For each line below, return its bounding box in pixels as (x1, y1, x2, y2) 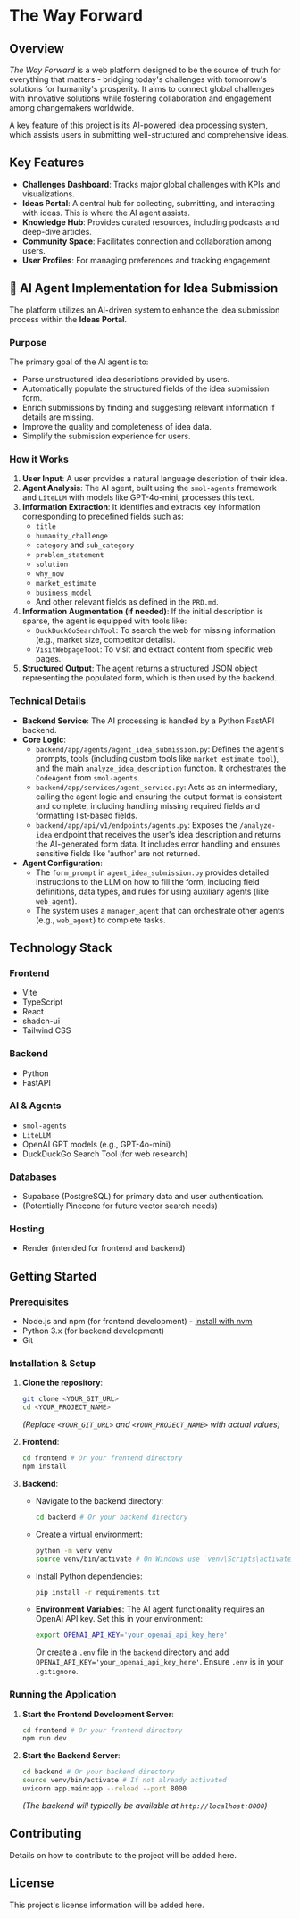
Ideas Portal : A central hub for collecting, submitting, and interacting (21, 197, 275, 208)
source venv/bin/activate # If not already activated (21, 1776, 227, 1785)
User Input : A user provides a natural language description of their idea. (21, 473, 287, 484)
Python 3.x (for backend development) (21, 1325, 165, 1336)
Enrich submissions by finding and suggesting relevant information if (21, 402, 275, 413)
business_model (35, 588, 92, 598)
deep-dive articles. (21, 226, 92, 237)
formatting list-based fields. (35, 810, 138, 821)
